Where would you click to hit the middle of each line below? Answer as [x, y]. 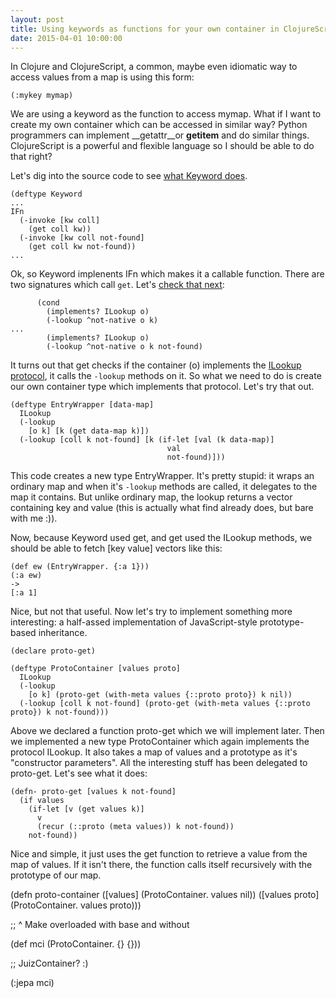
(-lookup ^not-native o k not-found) [124, 347]
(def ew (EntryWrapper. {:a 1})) [80, 567]
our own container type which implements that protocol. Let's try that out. [162, 387]
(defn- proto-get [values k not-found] [93, 792]
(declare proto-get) [53, 651]
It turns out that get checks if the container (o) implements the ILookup [156, 365]
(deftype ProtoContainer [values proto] [96, 669]
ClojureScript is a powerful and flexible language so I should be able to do [162, 146]
